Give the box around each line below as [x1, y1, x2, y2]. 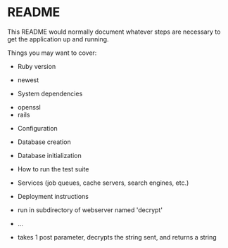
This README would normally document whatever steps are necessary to [7, 27, 221, 36]
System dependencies [17, 89, 83, 98]
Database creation [17, 138, 72, 146]
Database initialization [17, 151, 82, 159]
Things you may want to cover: [7, 48, 97, 57]
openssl [17, 103, 41, 111]
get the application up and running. [7, 34, 109, 43]
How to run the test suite [17, 164, 89, 173]
